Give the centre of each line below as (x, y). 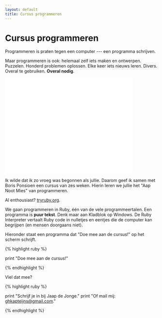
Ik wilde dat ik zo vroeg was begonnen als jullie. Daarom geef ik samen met (80, 181)
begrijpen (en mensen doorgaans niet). (44, 225)
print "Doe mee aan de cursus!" (37, 258)
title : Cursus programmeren (33, 14)
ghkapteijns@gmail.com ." (31, 301)
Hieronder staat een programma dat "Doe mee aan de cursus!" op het (75, 234)
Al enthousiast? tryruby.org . (33, 200)
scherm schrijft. (21, 240)
